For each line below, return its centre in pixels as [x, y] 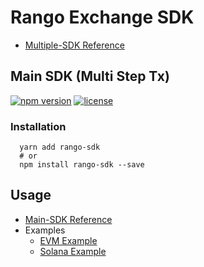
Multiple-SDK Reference [74, 45]
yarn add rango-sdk [60, 147]
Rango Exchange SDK [102, 17]
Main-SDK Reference [68, 219]
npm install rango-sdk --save [82, 165]
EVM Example [68, 240]
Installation [38, 126]
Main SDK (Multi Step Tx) [90, 76]
